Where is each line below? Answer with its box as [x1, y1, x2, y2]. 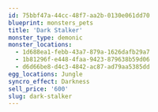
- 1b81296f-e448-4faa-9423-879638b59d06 [15, 56, 150, 64]
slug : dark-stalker [8, 92, 73, 100]
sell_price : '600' [8, 84, 69, 93]
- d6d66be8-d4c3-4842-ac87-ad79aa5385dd [15, 63, 150, 71]
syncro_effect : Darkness [8, 77, 90, 85]
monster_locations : [8, 41, 73, 49]
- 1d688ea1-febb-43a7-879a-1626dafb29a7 [15, 48, 150, 56]
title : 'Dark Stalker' [8, 26, 83, 34]
